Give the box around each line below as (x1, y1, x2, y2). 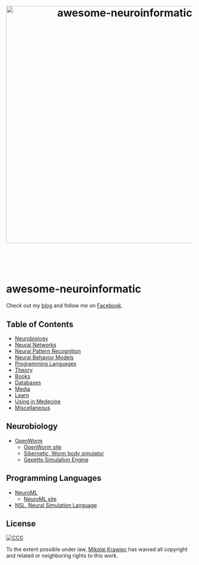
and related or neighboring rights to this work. (6, 552, 118, 559)
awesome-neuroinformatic (6, 282, 142, 296)
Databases (14, 379, 41, 386)
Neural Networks (14, 341, 56, 348)
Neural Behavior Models (14, 353, 74, 360)
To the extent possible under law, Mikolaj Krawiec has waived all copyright (6, 546, 188, 553)
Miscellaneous (14, 404, 50, 411)
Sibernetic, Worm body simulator (23, 449, 104, 457)
